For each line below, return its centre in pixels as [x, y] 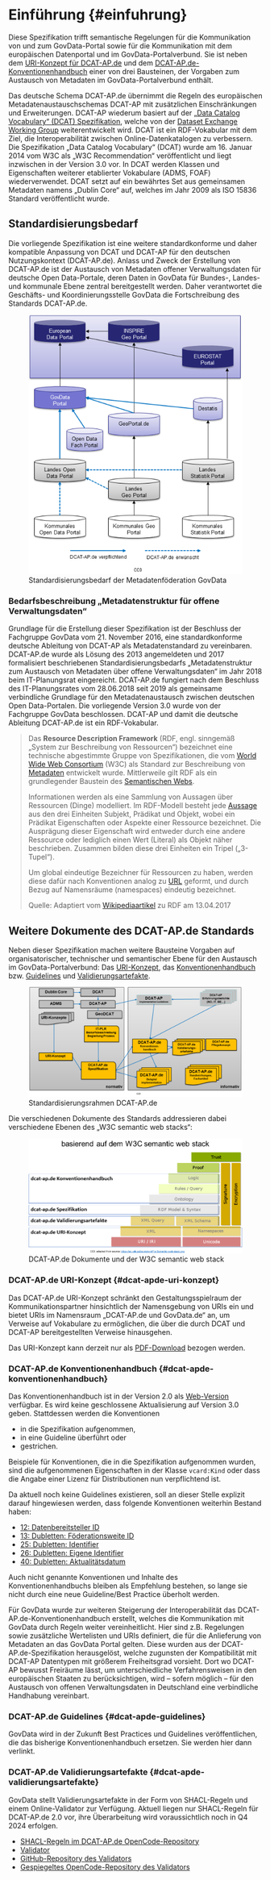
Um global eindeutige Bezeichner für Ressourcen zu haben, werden [141, 873]
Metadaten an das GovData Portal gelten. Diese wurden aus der [114, 1644]
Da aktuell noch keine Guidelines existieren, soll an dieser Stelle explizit [127, 1494]
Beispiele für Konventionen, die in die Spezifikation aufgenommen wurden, [132, 1461]
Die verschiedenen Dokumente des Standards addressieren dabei [118, 1118]
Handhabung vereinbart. [49, 1695]
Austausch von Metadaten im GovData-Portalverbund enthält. [111, 80]
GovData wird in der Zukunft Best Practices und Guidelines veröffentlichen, [133, 1734]
